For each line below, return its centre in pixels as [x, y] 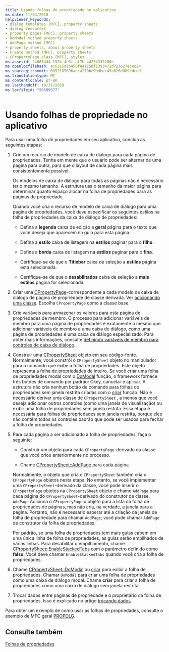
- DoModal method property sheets [42, 38]
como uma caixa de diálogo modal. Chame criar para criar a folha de [84, 580]
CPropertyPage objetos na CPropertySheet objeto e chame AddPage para [86, 491]
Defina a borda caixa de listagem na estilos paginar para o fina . [87, 252]
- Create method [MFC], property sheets [48, 52]
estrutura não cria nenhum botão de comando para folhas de [76, 387]
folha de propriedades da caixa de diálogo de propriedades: [75, 218]
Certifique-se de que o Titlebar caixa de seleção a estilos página [88, 262]
